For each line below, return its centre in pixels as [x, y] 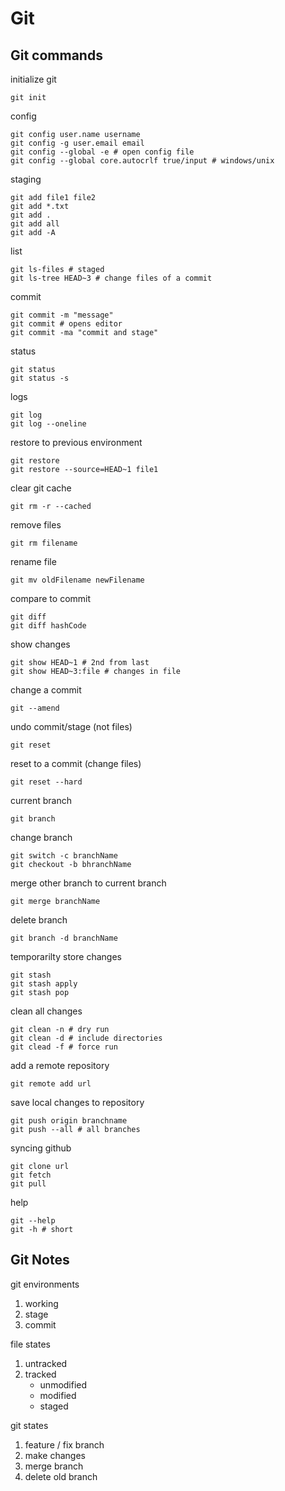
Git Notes [40, 1260]
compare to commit [51, 598]
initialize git [33, 79]
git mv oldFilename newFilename [77, 580]
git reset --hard [46, 782]
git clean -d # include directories [86, 1038]
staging [26, 179]
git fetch [31, 1175]
